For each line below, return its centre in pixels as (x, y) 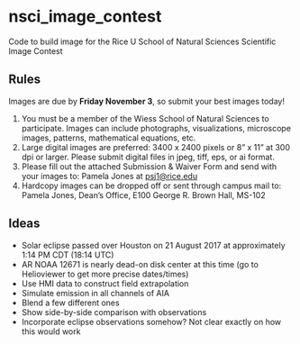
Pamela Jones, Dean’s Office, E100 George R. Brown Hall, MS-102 (144, 195)
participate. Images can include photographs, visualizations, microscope (156, 128)
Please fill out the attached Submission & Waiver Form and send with (149, 166)
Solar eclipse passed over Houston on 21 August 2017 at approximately (153, 245)
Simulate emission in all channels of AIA (95, 293)
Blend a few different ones (70, 303)
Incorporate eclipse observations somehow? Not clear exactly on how (151, 321)
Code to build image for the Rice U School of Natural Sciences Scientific (142, 41)
